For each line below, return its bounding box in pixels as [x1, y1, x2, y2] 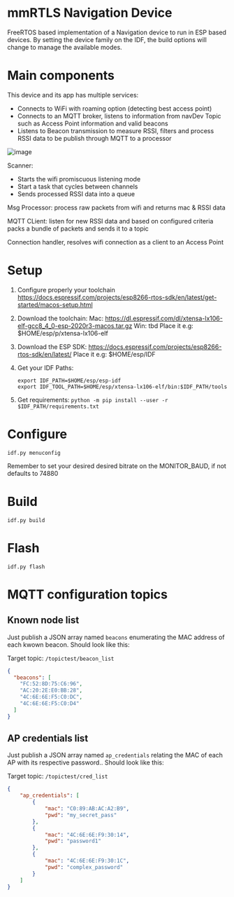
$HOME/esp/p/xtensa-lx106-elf [17, 329, 108, 337]
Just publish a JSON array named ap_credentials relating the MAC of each [7, 751, 224, 760]
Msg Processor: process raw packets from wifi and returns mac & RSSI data [7, 203, 226, 212]
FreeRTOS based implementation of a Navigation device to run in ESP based [7, 28, 227, 36]
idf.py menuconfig [7, 449, 61, 456]
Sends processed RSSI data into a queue [17, 189, 135, 198]
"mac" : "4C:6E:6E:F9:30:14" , [44, 831, 130, 838]
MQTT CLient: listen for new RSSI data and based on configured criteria [7, 217, 214, 225]
